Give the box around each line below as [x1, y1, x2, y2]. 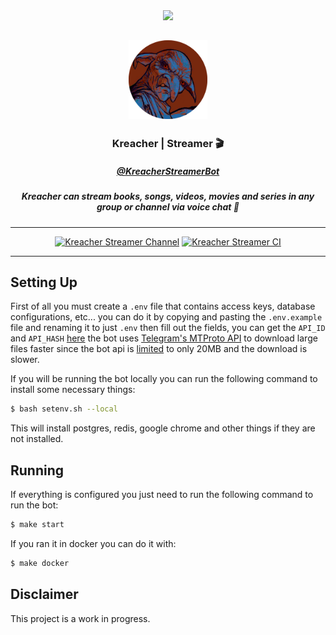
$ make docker [10, 559, 70, 569]
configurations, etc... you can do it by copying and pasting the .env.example [10, 311, 323, 323]
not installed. [10, 433, 64, 445]
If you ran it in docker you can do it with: [10, 538, 177, 550]
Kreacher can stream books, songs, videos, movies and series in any [21, 190, 315, 203]
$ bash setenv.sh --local [10, 404, 118, 414]
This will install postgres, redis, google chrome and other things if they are [10, 422, 316, 434]
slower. [10, 354, 40, 366]
